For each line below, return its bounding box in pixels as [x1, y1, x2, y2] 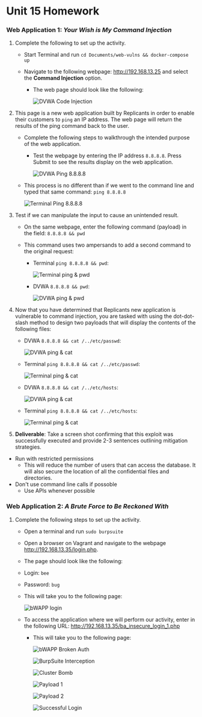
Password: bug [23, 581, 60, 588]
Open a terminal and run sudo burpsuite [23, 528, 123, 535]
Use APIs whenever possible [23, 487, 95, 494]
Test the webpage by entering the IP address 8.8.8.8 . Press [32, 152, 182, 159]
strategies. [14, 443, 42, 450]
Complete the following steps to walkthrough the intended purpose [23, 134, 190, 141]
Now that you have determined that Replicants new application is [14, 306, 176, 314]
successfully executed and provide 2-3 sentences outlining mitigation [14, 437, 188, 444]
